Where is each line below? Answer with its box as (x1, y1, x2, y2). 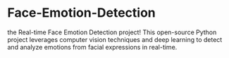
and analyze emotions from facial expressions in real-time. (7, 43, 178, 51)
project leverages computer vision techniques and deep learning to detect (7, 35, 223, 43)
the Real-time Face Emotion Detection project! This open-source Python (7, 28, 217, 36)
